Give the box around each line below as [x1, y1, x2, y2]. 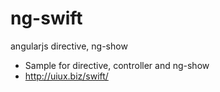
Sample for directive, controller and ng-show [24, 59, 210, 71]
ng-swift [10, 7, 83, 30]
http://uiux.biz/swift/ [24, 70, 109, 82]
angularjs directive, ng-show [10, 40, 128, 52]
